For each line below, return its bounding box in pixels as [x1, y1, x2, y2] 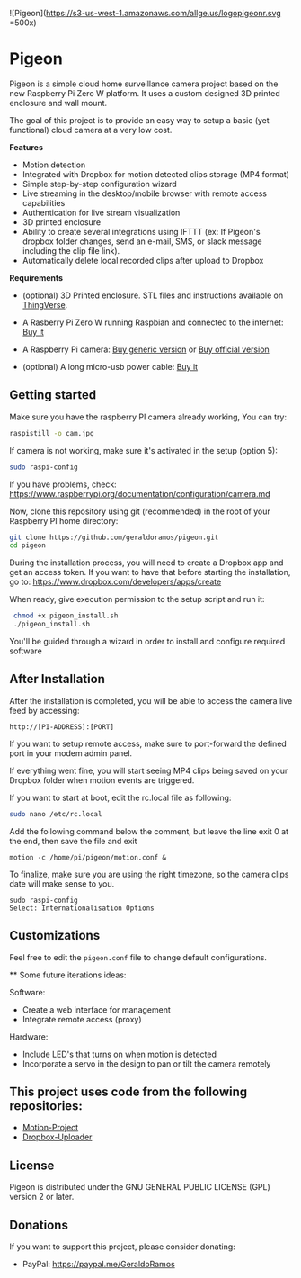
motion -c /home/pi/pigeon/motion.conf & [9, 852, 167, 862]
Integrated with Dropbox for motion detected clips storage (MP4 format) [22, 168, 290, 179]
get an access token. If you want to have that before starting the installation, [9, 567, 291, 578]
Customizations [9, 928, 101, 943]
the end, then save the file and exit [9, 835, 137, 846]
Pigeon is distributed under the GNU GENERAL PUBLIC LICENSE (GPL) [9, 1182, 271, 1192]
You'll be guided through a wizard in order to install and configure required [9, 636, 286, 646]
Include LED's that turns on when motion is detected [22, 1048, 217, 1059]
